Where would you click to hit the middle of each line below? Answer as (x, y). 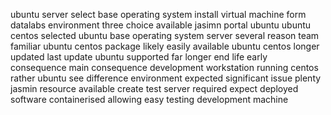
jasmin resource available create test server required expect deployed (154, 88)
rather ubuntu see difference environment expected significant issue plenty (166, 78)
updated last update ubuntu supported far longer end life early (139, 57)
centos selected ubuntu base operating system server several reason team (165, 35)
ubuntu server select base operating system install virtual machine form (158, 14)
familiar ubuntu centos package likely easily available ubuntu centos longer (165, 46)
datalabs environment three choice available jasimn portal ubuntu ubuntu (161, 25)
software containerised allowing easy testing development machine (149, 99)
